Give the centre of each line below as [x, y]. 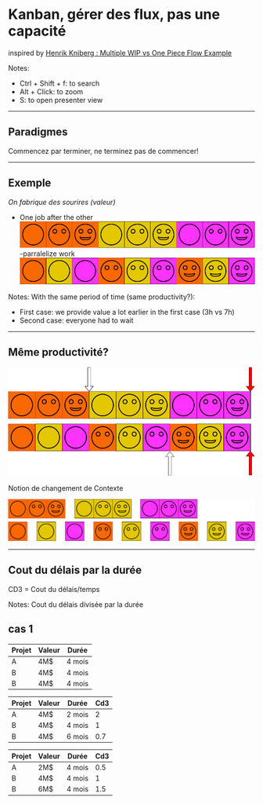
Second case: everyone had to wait [76, 320]
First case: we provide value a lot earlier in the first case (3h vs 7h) [127, 312]
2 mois [77, 714]
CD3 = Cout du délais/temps [54, 589]
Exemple [30, 183]
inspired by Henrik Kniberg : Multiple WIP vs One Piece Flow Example [120, 53]
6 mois [77, 736]
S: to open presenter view [61, 100]
